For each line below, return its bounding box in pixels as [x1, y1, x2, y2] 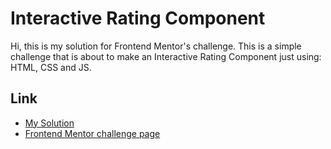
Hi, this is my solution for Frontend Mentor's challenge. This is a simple [10, 40, 302, 52]
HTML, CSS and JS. [10, 61, 92, 73]
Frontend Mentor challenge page [24, 127, 161, 139]
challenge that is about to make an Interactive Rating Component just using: [10, 50, 322, 62]
